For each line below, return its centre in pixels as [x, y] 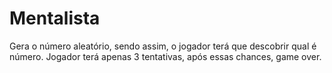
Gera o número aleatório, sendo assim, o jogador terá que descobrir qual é [163, 46]
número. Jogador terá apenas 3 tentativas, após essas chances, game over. [165, 56]
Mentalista [55, 18]
